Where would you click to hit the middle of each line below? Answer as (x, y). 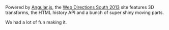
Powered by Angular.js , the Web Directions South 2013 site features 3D (80, 7)
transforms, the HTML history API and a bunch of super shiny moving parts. (85, 12)
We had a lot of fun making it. (36, 22)
